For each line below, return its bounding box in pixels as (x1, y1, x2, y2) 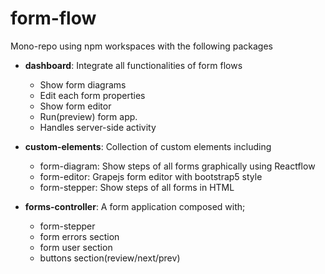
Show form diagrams (39, 78, 127, 91)
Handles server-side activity (39, 121, 157, 133)
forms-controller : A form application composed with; (24, 200, 246, 212)
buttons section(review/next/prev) (39, 252, 181, 264)
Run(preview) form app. (39, 110, 138, 122)
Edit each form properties (39, 89, 146, 101)
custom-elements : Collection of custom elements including (24, 140, 272, 152)
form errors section (39, 230, 120, 242)
